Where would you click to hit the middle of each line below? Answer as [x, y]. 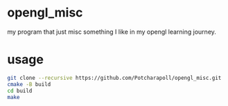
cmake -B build [29, 84]
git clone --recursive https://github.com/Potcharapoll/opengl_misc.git [114, 78]
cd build [20, 91]
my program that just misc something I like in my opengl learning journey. [112, 32]
